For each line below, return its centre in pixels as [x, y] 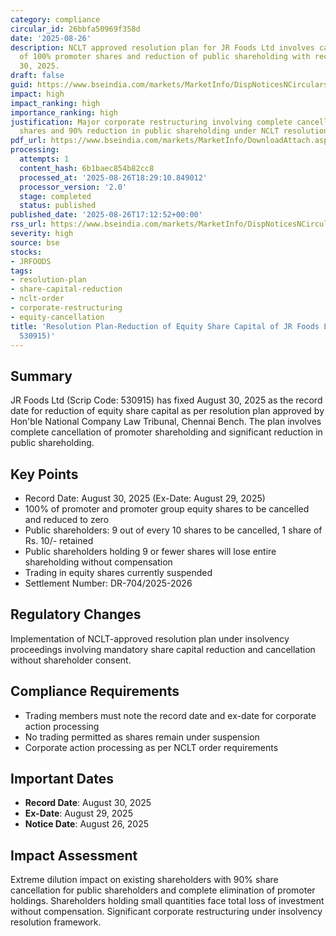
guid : [21, 85]
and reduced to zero [67, 519]
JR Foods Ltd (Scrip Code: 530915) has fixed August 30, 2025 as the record [166, 400]
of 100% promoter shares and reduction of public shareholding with [165, 57]
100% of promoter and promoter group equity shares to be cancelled [167, 509]
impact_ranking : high [55, 103]
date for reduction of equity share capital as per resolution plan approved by [167, 411]
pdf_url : [28, 141]
